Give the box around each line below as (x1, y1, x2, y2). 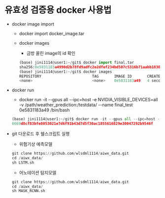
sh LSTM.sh (11, 160, 34, 165)
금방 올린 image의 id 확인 (26, 50, 76, 56)
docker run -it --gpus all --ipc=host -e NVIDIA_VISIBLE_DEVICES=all (19, 97, 158, 103)
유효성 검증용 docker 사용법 (4, 4, 112, 16)
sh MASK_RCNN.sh (11, 189, 45, 194)
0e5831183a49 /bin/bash (19, 107, 70, 113)
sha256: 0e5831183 (19, 64, 55, 69)
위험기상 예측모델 (19, 141, 53, 147)
